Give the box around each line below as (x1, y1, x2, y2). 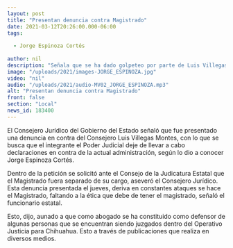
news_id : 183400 (7, 107, 54, 114)
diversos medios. (7, 234, 57, 242)
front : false (7, 94, 45, 101)
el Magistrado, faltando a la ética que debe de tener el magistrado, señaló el (7, 191, 225, 199)
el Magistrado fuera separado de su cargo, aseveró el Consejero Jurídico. (7, 176, 218, 185)
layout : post (7, 10, 45, 17)
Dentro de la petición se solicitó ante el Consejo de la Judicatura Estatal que (7, 169, 225, 177)
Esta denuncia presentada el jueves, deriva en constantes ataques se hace (7, 183, 221, 192)
